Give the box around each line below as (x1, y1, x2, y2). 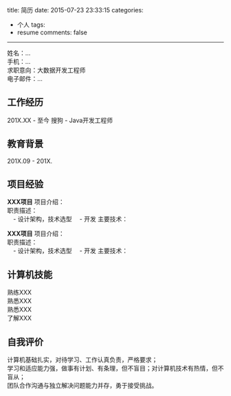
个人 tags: (16, 21, 46, 29)
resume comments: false (16, 28, 87, 36)
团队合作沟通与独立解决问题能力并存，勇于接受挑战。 (7, 382, 158, 390)
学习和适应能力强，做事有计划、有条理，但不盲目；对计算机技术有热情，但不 (7, 364, 224, 373)
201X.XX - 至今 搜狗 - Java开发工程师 (7, 116, 113, 124)
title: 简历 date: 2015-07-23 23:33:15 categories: (7, 6, 144, 14)
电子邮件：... (7, 75, 43, 82)
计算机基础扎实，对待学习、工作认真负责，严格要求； (7, 356, 158, 364)
